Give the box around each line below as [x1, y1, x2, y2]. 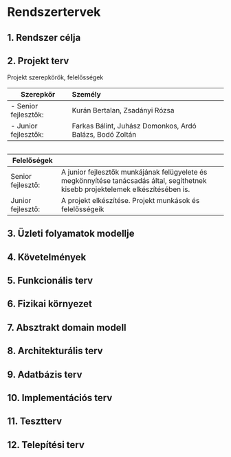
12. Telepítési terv [7, 439, 85, 451]
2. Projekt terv [7, 55, 69, 66]
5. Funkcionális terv [7, 274, 93, 286]
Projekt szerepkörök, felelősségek [7, 73, 104, 81]
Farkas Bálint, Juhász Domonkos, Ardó [71, 121, 197, 131]
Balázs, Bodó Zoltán [71, 130, 137, 139]
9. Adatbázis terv [7, 369, 82, 380]
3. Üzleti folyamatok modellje [7, 228, 135, 240]
